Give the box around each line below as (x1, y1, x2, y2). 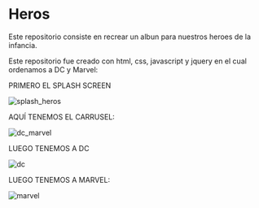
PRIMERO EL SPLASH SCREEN (8, 80, 112, 90)
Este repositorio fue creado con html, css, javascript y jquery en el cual (8, 56, 247, 66)
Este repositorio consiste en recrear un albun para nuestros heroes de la (8, 32, 251, 41)
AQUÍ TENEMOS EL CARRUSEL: (8, 111, 116, 122)
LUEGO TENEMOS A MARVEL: (8, 175, 111, 184)
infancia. (8, 40, 38, 50)
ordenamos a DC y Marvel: (8, 64, 99, 74)
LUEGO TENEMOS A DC (8, 143, 90, 153)
